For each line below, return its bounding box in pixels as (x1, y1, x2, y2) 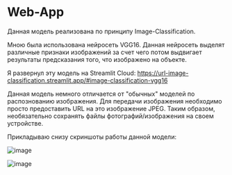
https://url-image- (137, 69, 189, 77)
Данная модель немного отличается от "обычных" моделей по (7, 90, 195, 98)
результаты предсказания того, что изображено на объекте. (7, 55, 188, 63)
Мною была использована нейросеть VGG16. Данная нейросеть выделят (7, 40, 225, 49)
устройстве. (7, 119, 44, 127)
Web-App (7, 4, 65, 20)
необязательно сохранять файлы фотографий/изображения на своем (7, 112, 214, 120)
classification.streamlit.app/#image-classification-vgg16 (7, 76, 168, 84)
